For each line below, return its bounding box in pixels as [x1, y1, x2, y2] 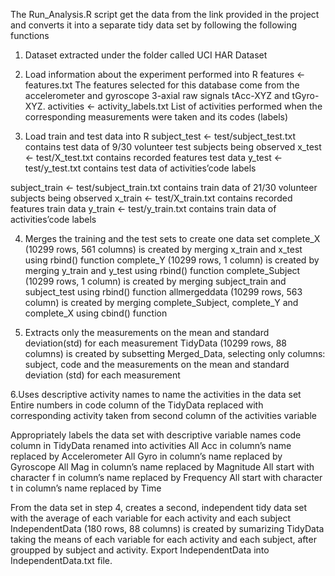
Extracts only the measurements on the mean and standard [24, 327, 270, 338]
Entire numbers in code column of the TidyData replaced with [10, 399, 264, 411]
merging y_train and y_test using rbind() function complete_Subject [24, 265, 301, 276]
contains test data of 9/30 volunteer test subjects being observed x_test [24, 141, 322, 153]
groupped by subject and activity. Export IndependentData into [10, 544, 270, 556]
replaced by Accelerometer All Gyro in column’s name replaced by [10, 450, 283, 462]
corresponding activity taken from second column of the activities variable [10, 410, 318, 421]
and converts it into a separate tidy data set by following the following [10, 19, 298, 31]
